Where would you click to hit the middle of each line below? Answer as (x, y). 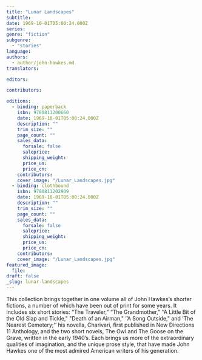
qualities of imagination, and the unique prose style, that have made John (98, 344)
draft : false (23, 276)
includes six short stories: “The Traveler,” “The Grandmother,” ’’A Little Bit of (101, 312)
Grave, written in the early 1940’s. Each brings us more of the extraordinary (100, 338)
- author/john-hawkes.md (43, 63)
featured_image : (27, 265)
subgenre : (19, 40)
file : (19, 271)
